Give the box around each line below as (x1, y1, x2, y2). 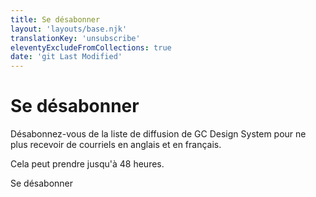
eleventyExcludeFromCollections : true (10, 42, 172, 53)
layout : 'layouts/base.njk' (10, 24, 128, 34)
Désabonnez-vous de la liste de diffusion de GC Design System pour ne (10, 128, 307, 140)
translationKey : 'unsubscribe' (10, 33, 141, 43)
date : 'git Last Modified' (10, 52, 123, 62)
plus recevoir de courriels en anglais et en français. (10, 139, 222, 151)
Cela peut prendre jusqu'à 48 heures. (10, 158, 165, 170)
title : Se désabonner (10, 14, 101, 25)
